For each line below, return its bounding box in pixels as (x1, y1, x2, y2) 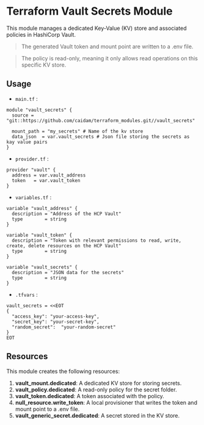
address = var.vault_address (12, 172, 86, 178)
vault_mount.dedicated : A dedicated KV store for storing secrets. (15, 379, 182, 387)
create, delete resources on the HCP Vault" (6, 242, 122, 249)
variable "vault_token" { (6, 232, 72, 238)
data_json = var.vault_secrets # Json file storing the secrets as (12, 133, 190, 140)
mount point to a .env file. (15, 405, 80, 413)
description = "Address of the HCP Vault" (12, 211, 122, 217)
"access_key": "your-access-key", (12, 313, 100, 319)
